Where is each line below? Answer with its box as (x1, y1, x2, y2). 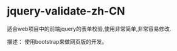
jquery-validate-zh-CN (7, 4, 125, 18)
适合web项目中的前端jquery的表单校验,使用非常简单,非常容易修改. (7, 25, 172, 32)
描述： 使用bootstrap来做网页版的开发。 (7, 38, 108, 45)
